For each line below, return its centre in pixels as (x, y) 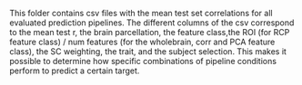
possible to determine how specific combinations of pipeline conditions (143, 61)
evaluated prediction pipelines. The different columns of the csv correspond (152, 23)
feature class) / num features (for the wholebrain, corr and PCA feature (142, 42)
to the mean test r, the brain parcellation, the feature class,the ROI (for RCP (150, 32)
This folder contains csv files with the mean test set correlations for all (141, 13)
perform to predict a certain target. (75, 71)
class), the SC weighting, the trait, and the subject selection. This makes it (148, 52)
